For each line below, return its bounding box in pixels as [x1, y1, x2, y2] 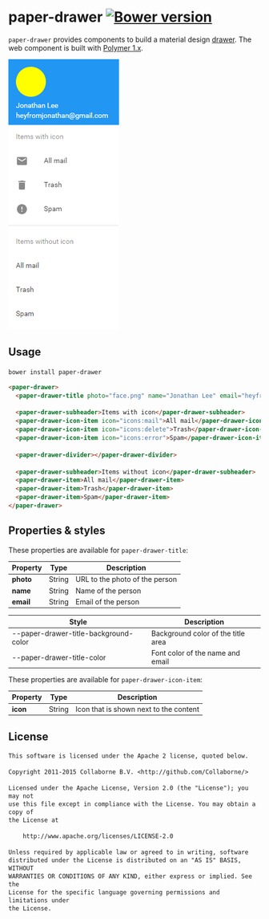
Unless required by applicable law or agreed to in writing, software [8, 848, 249, 856]
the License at [8, 816, 59, 824]
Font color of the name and [151, 649, 240, 658]
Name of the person [75, 586, 142, 596]
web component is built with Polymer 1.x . [8, 43, 144, 52]
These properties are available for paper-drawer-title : [8, 545, 188, 555]
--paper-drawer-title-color [11, 653, 106, 662]
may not [8, 792, 34, 800]
